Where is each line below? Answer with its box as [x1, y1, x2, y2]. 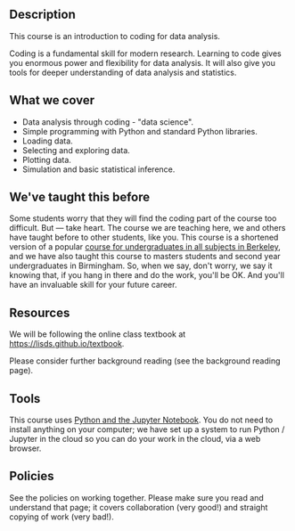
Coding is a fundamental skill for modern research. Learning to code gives [9, 48, 283, 59]
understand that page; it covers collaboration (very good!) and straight [9, 502, 268, 512]
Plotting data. [21, 154, 71, 165]
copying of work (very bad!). [9, 511, 114, 522]
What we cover [9, 93, 95, 108]
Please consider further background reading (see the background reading [9, 355, 281, 366]
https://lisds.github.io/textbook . [9, 339, 125, 349]
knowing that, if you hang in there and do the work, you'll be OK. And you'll [9, 270, 285, 281]
